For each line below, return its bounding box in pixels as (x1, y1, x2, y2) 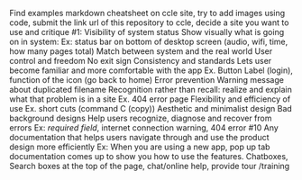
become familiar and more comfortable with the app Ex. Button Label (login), (9, 65, 293, 76)
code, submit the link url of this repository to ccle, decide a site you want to (9, 17, 289, 28)
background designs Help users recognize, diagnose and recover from (9, 112, 272, 123)
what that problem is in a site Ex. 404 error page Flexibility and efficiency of (9, 94, 291, 104)
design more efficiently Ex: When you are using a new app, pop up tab (9, 141, 270, 152)
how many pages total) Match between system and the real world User (9, 46, 273, 57)
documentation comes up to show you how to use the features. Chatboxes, (9, 151, 288, 161)
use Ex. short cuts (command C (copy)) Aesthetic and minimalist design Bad (9, 103, 293, 113)
